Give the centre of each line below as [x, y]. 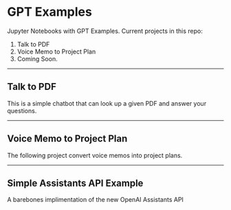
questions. [22, 110]
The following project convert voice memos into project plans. [95, 155]
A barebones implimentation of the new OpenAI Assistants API [96, 200]
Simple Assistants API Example [75, 183]
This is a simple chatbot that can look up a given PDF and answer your [107, 103]
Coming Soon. [37, 58]
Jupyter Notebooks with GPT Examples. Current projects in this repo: [105, 31]
